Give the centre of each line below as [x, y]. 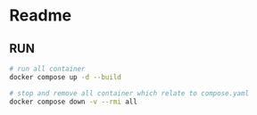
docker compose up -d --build [66, 77]
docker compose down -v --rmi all [74, 102]
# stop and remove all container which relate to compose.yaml [129, 93]
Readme [41, 16]
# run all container [48, 69]
